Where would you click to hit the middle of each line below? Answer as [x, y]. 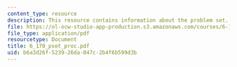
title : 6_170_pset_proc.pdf [49, 46]
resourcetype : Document [42, 40]
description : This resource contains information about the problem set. [118, 20]
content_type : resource [42, 14]
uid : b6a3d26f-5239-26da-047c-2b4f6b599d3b [72, 53]
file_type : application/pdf [49, 33]
